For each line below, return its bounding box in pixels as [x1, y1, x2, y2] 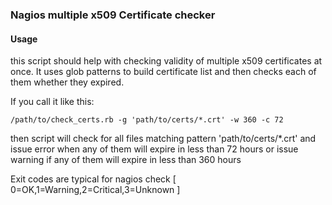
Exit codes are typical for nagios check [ [10, 173, 177, 185]
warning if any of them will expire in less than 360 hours [10, 154, 242, 166]
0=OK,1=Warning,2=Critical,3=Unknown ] [10, 184, 181, 196]
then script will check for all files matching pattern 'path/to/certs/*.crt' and [10, 133, 317, 145]
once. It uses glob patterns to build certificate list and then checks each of [10, 66, 317, 78]
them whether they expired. [10, 76, 125, 88]
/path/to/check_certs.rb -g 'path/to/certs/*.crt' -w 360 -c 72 [10, 115, 284, 125]
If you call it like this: [10, 96, 95, 108]
